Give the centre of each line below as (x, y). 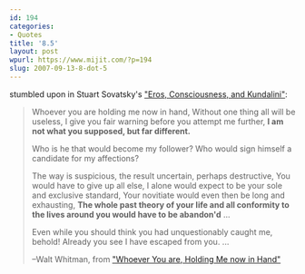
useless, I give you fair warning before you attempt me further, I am (157, 121)
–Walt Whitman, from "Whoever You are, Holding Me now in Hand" (156, 259)
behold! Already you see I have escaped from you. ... (130, 241)
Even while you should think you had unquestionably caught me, (152, 231)
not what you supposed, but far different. (111, 131)
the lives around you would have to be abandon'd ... (131, 214)
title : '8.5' (34, 43)
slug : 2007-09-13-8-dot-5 (58, 69)
